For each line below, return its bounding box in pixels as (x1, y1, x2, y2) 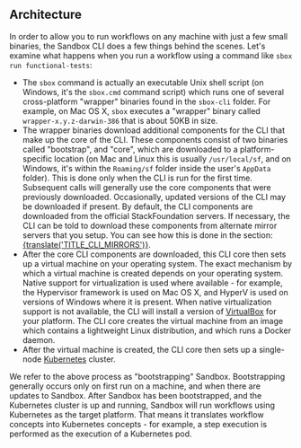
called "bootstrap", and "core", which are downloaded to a (22, 144, 238, 154)
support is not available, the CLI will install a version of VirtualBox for (22, 305, 277, 317)
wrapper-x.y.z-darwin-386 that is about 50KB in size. (22, 115, 218, 126)
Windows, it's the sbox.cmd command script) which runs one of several (22, 86, 285, 97)
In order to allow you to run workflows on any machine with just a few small (9, 31, 288, 41)
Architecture (9, 7, 83, 22)
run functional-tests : (9, 59, 93, 70)
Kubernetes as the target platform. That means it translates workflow (9, 408, 264, 420)
